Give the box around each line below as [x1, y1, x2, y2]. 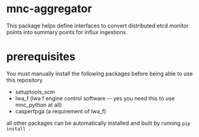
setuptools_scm [15, 88, 55, 96]
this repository [6, 76, 43, 83]
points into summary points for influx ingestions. [6, 28, 128, 35]
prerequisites [6, 50, 76, 64]
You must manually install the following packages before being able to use [6, 69, 194, 77]
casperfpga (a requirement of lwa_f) [15, 107, 107, 114]
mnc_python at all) [15, 101, 62, 108]
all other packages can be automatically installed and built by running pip [6, 119, 190, 127]
